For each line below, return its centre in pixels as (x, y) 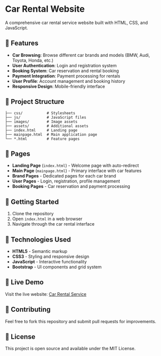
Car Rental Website (45, 9)
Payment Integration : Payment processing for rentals (66, 76)
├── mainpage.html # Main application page (51, 134)
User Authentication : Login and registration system (64, 65)
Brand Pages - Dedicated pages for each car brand (64, 176)
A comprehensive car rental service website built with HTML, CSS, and (77, 23)
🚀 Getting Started (32, 202)
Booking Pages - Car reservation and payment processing (71, 186)
